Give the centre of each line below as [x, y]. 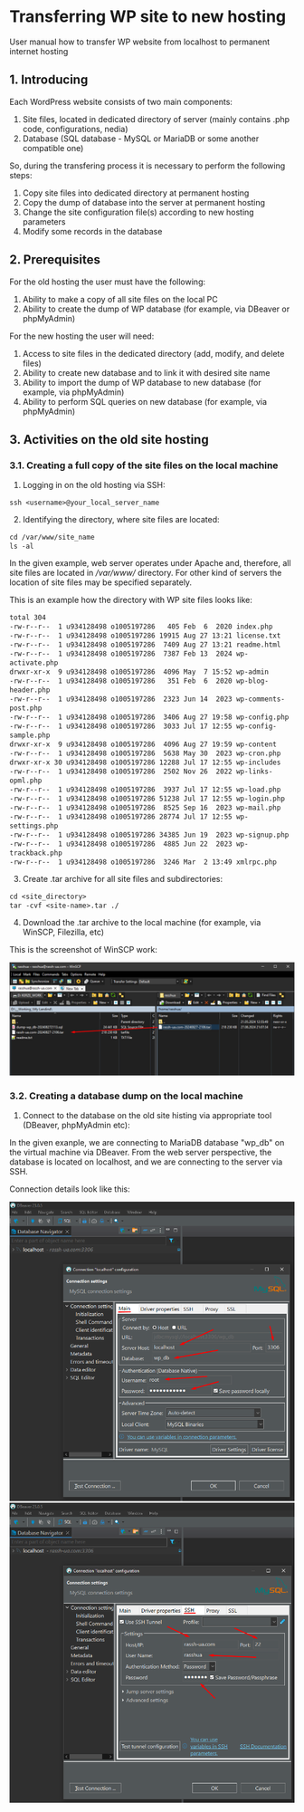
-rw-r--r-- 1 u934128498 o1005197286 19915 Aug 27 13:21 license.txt [145, 636]
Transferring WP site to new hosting [148, 17]
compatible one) [53, 148]
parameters [44, 221]
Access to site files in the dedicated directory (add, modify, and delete [153, 353]
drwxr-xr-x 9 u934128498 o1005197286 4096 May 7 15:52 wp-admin [139, 672]
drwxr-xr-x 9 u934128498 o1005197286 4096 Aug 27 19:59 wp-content [143, 744]
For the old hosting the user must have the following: [108, 282]
